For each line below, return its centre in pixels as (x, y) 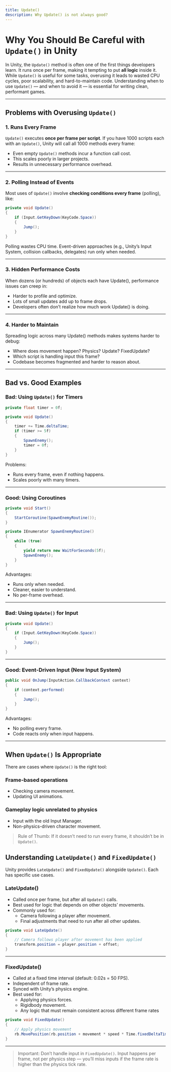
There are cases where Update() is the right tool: (56, 767)
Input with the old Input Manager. (47, 821)
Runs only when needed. (39, 584)
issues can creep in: (26, 286)
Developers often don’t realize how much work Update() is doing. (81, 306)
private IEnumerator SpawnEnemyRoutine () (50, 532)
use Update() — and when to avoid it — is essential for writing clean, (77, 87)
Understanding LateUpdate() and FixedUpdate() (81, 857)
